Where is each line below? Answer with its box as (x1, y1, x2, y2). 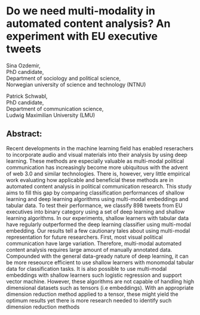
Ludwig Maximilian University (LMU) (6, 112, 96, 119)
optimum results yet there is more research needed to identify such (6, 297, 172, 304)
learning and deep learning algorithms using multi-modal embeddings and (6, 195, 189, 202)
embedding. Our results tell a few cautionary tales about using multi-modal (6, 227, 190, 234)
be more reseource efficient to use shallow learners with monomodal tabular (6, 258, 194, 266)
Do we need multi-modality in (6, 4, 155, 18)
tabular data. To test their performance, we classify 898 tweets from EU (6, 202, 183, 209)
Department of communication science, (6, 105, 104, 112)
